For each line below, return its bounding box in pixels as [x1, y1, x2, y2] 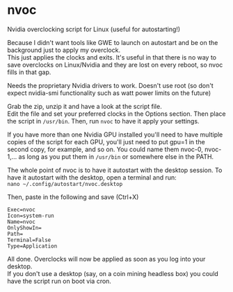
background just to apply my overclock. [7, 46, 120, 54]
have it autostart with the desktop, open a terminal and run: [7, 173, 177, 182]
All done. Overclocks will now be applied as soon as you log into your [7, 255, 206, 263]
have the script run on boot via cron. [7, 277, 111, 285]
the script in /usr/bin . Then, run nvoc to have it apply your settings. [7, 117, 200, 125]
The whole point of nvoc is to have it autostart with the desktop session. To [7, 166, 223, 174]
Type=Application [7, 242, 58, 250]
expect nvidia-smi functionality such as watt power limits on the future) [7, 89, 211, 97]
